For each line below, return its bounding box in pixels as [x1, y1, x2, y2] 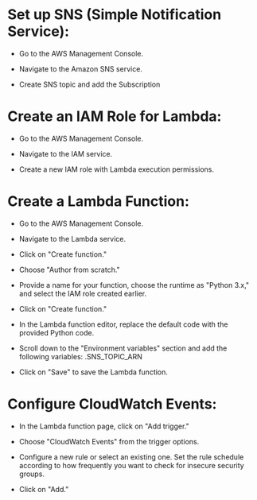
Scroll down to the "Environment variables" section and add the [18, 343, 228, 353]
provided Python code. [18, 328, 95, 337]
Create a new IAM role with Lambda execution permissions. [18, 165, 215, 174]
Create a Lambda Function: [7, 192, 190, 211]
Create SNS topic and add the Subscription [18, 79, 161, 89]
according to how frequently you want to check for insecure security [18, 460, 244, 470]
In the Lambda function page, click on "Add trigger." [18, 421, 189, 431]
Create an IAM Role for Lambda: [7, 107, 222, 126]
